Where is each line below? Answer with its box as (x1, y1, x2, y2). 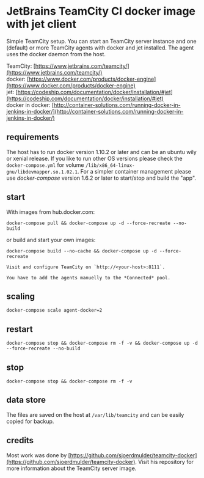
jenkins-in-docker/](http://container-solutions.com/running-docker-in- (6, 108, 184, 115)
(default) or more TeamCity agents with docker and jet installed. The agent (6, 44, 194, 51)
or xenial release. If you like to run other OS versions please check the (6, 155, 183, 162)
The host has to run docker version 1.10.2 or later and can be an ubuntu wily (6, 148, 197, 155)
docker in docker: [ (6, 101, 54, 108)
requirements (6, 132, 59, 142)
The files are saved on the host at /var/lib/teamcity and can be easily (6, 411, 184, 418)
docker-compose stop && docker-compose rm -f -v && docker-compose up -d (6, 340, 199, 347)
